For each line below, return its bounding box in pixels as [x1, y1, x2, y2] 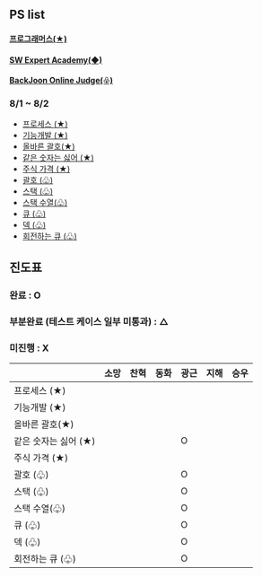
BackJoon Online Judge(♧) [9, 75, 114, 86]
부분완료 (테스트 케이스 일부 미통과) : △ [9, 315, 169, 328]
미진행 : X [9, 341, 49, 354]
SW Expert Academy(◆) [9, 54, 103, 66]
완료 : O [9, 289, 41, 302]
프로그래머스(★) [9, 33, 67, 44]
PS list [9, 7, 46, 22]
